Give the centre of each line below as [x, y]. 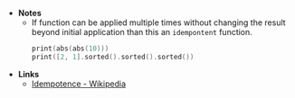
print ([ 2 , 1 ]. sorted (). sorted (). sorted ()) [113, 57]
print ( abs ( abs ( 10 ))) [70, 49]
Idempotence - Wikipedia [79, 84]
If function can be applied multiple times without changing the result [159, 22]
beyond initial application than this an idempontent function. [142, 32]
